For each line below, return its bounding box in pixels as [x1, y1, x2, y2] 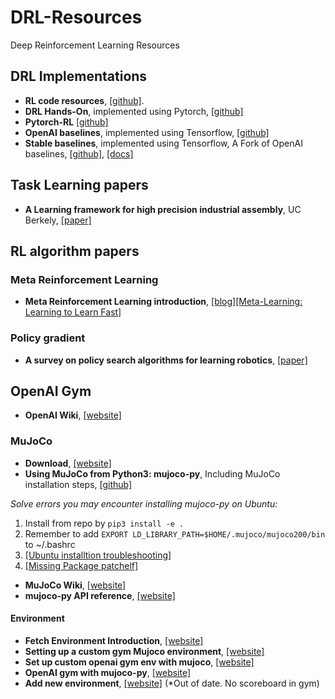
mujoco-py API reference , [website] [24, 589, 176, 601]
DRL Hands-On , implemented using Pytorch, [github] [24, 105, 244, 117]
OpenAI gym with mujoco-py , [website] [24, 666, 192, 678]
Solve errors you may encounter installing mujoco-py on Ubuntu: [10, 497, 278, 510]
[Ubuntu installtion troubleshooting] [24, 549, 172, 561]
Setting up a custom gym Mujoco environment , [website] [24, 645, 265, 657]
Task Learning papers [10, 177, 149, 194]
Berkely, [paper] [24, 214, 92, 226]
